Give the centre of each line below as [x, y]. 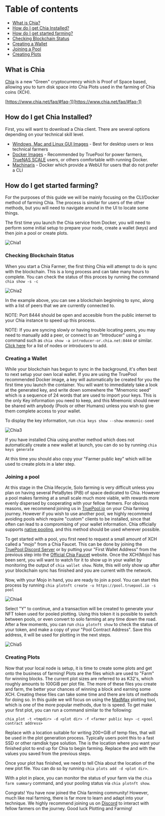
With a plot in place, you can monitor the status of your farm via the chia [79, 778]
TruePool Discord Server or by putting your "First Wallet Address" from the [81, 550]
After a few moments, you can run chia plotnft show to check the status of [82, 625]
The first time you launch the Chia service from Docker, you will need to [78, 223]
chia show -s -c [22, 281]
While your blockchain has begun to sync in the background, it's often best [81, 369]
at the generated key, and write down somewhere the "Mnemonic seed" [78, 390]
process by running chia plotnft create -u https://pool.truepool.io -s [81, 585]
